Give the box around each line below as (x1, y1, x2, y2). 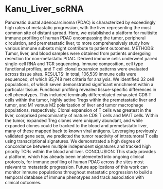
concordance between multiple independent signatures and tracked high (5, 143, 151, 149)
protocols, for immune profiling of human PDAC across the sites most (5, 159, 144, 165)
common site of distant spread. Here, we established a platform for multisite (5, 30, 158, 35)
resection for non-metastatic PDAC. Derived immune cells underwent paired (5, 55, 158, 61)
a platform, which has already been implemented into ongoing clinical (5, 154, 145, 159)
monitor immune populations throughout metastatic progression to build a (5, 169, 153, 175)
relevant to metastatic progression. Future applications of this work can (5, 164, 148, 170)
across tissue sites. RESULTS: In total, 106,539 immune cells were (5, 71, 137, 77)
